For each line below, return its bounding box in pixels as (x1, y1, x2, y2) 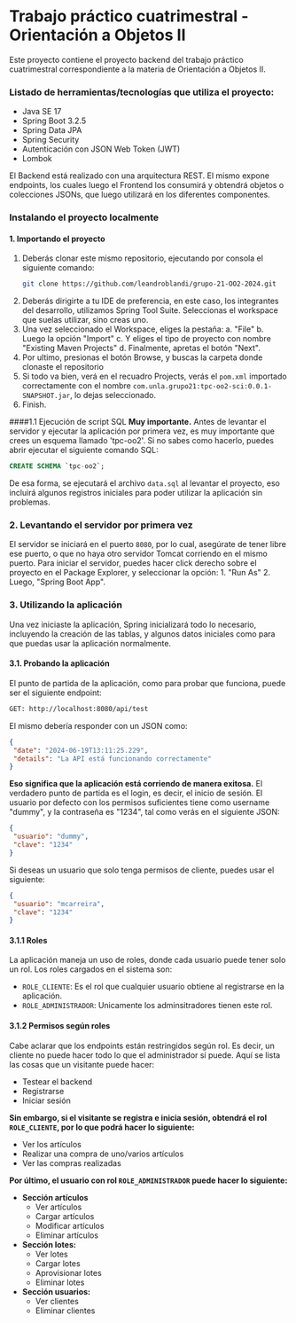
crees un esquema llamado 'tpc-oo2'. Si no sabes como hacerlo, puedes (9, 435, 275, 446)
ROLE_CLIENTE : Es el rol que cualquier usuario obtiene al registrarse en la (21, 982, 285, 992)
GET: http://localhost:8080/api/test (9, 704, 149, 713)
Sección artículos (21, 1192, 89, 1202)
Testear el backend (21, 1076, 93, 1087)
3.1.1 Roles (9, 935, 48, 945)
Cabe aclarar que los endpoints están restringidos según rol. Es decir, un (9, 1040, 275, 1051)
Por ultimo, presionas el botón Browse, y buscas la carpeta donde (21, 352, 263, 363)
